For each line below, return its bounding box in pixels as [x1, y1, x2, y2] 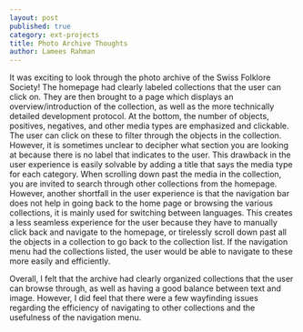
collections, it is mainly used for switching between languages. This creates [9, 207, 293, 218]
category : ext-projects [9, 30, 100, 39]
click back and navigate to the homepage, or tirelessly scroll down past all [9, 226, 287, 237]
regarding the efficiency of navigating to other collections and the [9, 302, 256, 314]
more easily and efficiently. [9, 256, 111, 267]
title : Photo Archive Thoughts [9, 38, 128, 48]
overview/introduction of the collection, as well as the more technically [9, 101, 275, 112]
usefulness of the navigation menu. [9, 312, 142, 323]
